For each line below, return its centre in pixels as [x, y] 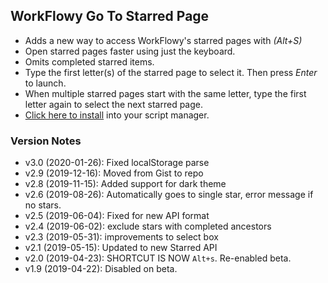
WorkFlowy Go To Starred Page [110, 16]
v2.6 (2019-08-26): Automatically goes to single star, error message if [169, 195]
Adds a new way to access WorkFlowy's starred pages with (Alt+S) [163, 40]
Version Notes [46, 141]
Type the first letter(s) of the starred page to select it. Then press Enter [171, 72]
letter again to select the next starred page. [114, 104]
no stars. [43, 205]
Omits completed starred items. [89, 61]
